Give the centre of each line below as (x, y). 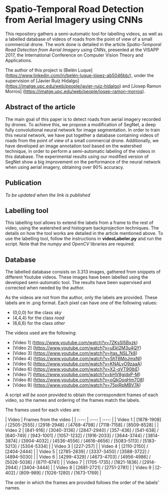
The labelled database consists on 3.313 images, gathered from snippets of (83, 272)
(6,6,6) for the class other (39, 323)
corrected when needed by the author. (45, 288)
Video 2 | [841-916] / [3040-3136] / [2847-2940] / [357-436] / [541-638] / (82, 430)
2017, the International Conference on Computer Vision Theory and (74, 55)
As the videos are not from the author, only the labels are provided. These (81, 298)
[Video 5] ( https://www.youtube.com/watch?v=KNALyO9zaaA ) (77, 364)
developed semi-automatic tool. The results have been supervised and (78, 283)
